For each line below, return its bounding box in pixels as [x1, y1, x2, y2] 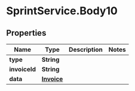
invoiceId [9, 65, 36, 73]
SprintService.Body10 [6, 4, 118, 18]
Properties [6, 28, 47, 38]
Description [68, 46, 103, 54]
